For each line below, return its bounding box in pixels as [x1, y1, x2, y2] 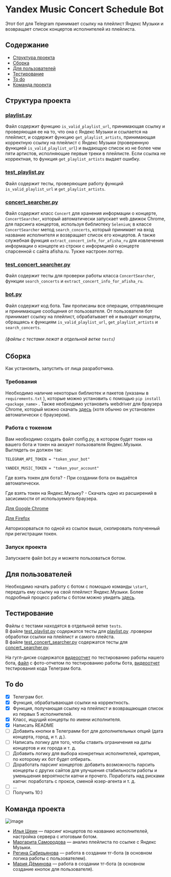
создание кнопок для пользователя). [12, 866, 93, 872]
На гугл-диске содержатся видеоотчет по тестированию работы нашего [5, 654, 164, 661]
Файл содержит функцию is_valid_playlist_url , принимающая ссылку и [5, 123, 165, 129]
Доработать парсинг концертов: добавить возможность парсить [12, 761, 155, 768]
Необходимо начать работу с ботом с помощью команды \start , [5, 583, 148, 589]
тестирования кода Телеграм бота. [5, 665, 82, 671]
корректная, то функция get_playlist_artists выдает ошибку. [5, 156, 140, 162]
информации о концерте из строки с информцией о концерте [5, 243, 139, 249]
